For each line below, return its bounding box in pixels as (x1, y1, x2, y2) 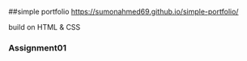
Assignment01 (8, 42, 67, 53)
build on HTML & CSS (8, 22, 81, 31)
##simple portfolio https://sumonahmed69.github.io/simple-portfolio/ (8, 7, 239, 16)
